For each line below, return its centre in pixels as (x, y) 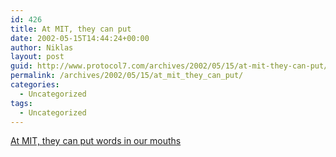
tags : (21, 103)
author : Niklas (42, 47)
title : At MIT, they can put (71, 29)
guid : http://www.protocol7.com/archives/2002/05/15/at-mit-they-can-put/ (169, 66)
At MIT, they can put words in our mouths (96, 141)
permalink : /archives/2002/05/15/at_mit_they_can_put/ (127, 76)
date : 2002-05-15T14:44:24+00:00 (80, 38)
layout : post (37, 57)
